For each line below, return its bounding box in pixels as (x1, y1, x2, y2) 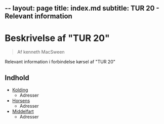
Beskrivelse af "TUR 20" (5, 32, 110, 44)
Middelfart (12, 108, 34, 114)
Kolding (12, 87, 28, 93)
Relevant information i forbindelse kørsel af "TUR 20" (5, 59, 116, 65)
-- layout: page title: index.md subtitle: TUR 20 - (5, 4, 160, 13)
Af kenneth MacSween (17, 49, 65, 55)
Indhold (5, 73, 30, 82)
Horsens (12, 98, 30, 104)
